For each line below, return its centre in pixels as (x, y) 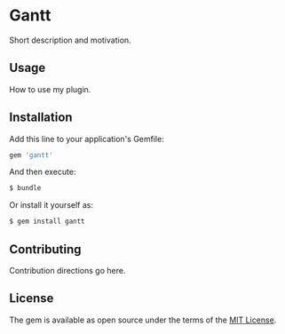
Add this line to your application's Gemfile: (87, 139)
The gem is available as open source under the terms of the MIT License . (143, 320)
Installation (41, 118)
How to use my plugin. (50, 89)
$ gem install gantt (47, 222)
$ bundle (25, 188)
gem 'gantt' (31, 155)
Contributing (45, 249)
